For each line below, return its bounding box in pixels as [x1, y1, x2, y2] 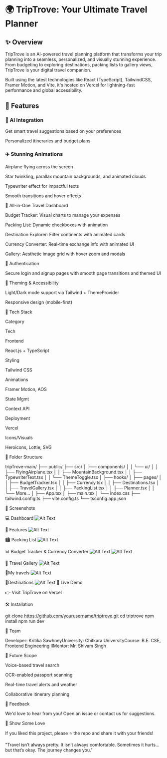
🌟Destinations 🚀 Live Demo [5, 579, 83, 585]
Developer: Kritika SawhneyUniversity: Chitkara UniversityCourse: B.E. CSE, [5, 637, 161, 643]
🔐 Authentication [5, 260, 39, 266]
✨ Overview [5, 38, 43, 46]
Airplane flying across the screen [5, 163, 73, 170]
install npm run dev [5, 618, 45, 624]
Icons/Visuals [5, 434, 33, 440]
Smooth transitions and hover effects [5, 193, 81, 199]
